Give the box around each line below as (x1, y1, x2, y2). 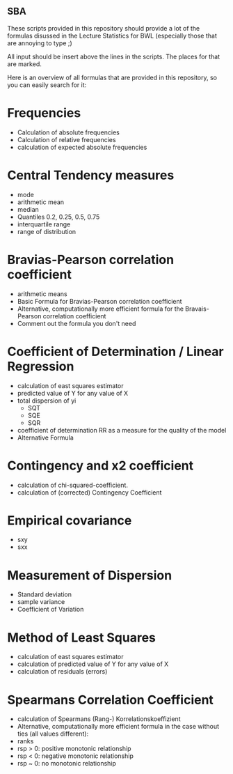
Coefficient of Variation (17, 605, 84, 614)
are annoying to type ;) (7, 38, 73, 47)
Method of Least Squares (7, 630, 156, 645)
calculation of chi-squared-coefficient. (17, 481, 129, 489)
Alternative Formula (17, 433, 74, 442)
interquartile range (17, 219, 71, 229)
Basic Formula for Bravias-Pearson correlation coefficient (17, 297, 182, 305)
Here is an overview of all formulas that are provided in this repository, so (7, 73, 218, 82)
